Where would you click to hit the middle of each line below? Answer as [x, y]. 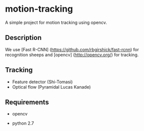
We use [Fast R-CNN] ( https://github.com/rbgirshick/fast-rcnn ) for [72, 49]
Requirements [27, 102]
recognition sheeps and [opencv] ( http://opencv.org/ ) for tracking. [72, 55]
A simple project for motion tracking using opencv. [56, 22]
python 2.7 [23, 123]
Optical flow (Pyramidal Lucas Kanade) [51, 87]
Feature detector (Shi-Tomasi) [42, 82]
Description [23, 38]
